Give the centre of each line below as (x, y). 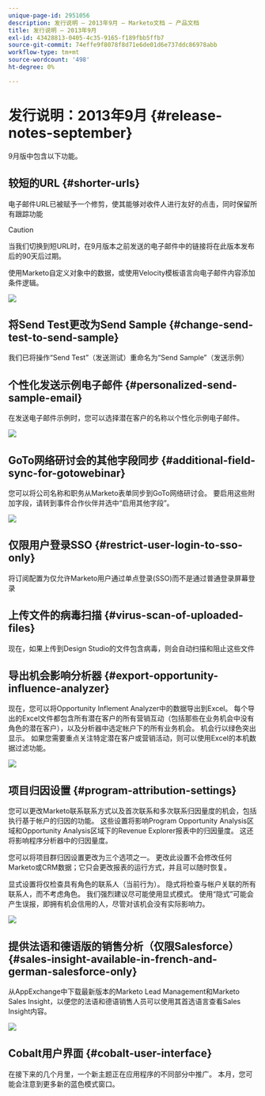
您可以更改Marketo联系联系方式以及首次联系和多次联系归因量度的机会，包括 (132, 811)
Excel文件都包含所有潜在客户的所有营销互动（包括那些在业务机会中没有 (138, 718)
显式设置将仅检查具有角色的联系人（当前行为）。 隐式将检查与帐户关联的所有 (132, 885)
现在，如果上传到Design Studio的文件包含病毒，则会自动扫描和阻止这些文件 (132, 648)
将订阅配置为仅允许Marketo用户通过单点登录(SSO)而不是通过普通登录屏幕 (129, 578)
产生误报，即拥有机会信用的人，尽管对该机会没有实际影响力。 (109, 904)
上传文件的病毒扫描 (55, 616)
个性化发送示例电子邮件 (65, 385)
